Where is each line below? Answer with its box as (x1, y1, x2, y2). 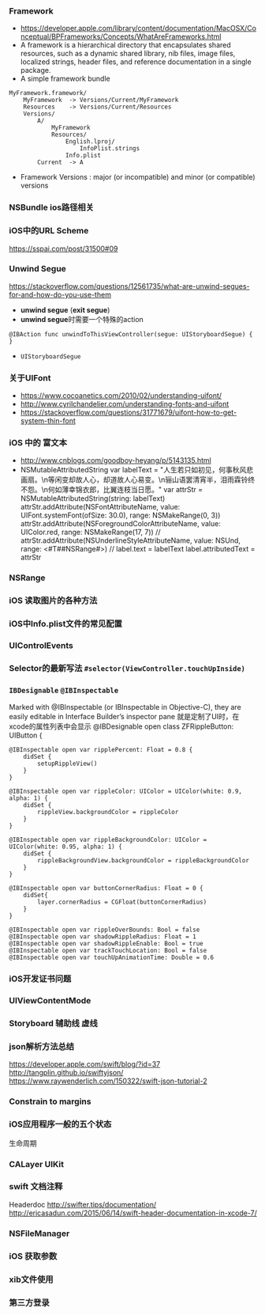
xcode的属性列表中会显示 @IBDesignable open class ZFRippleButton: (9, 722, 234, 731)
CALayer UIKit (9, 1158, 65, 1169)
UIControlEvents (9, 640, 74, 651)
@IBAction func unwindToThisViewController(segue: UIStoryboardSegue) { (9, 330, 253, 338)
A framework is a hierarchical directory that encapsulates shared (20, 40, 231, 50)
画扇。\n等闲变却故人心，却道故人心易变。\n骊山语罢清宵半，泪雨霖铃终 (20, 475, 256, 484)
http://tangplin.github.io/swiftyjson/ (9, 1068, 124, 1078)
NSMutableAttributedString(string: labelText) (20, 494, 166, 503)
